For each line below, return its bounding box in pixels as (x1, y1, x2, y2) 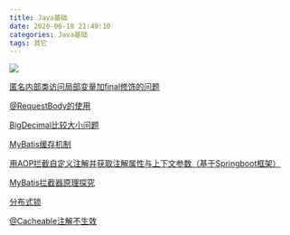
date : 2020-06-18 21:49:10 (9, 22, 111, 31)
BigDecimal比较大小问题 (9, 119, 99, 131)
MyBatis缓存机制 (9, 139, 72, 150)
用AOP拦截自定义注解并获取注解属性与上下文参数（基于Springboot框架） (9, 158, 281, 169)
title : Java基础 (9, 13, 68, 23)
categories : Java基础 (9, 30, 89, 39)
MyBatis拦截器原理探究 (9, 177, 96, 188)
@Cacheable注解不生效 (9, 216, 98, 227)
